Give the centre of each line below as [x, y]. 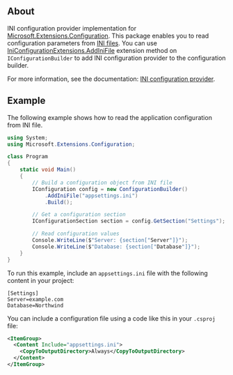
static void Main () [48, 170]
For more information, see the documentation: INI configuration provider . [111, 79]
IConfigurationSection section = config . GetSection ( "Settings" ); [129, 221]
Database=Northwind [35, 305]
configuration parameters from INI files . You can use [82, 43]
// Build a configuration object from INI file [102, 183]
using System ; [28, 138]
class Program [28, 157]
